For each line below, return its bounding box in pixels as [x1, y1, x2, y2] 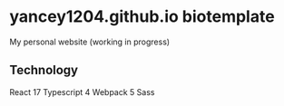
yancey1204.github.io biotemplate [9, 6, 275, 27]
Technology [9, 63, 79, 78]
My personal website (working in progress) [9, 36, 171, 47]
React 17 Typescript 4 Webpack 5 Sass [9, 86, 155, 97]
